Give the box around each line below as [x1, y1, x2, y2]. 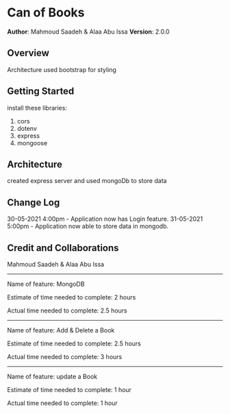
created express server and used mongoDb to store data [7, 177, 167, 185]
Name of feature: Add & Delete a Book [7, 326, 115, 334]
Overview [7, 47, 50, 59]
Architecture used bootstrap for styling [7, 65, 116, 73]
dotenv [16, 124, 38, 132]
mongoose [16, 138, 48, 147]
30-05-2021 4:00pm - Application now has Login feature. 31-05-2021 [7, 215, 203, 223]
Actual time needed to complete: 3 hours [7, 353, 123, 361]
